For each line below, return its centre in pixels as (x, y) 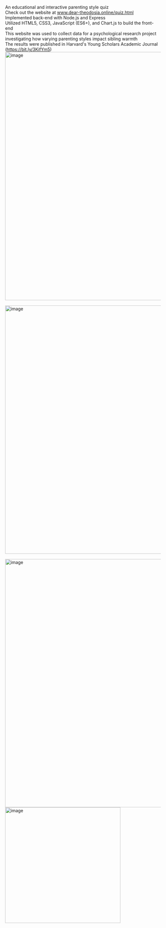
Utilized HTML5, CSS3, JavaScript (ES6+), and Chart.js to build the (73, 23)
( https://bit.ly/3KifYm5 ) (28, 49)
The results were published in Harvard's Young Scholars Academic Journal (82, 44)
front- (148, 23)
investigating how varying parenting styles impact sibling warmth (71, 39)
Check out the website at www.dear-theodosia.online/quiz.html (69, 12)
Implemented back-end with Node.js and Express (55, 18)
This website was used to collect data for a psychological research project (81, 34)
